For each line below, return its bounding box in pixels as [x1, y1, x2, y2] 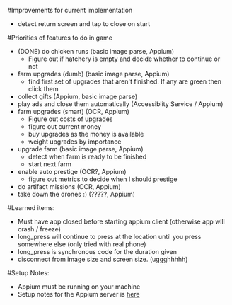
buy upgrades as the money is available [28, 130, 144, 138]
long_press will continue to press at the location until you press [17, 233, 202, 241]
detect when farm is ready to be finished [28, 152, 147, 161]
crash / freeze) [17, 225, 62, 233]
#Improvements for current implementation [7, 6, 133, 14]
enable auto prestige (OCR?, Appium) [17, 168, 127, 175]
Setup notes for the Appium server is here [17, 290, 140, 298]
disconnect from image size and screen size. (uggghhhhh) [17, 255, 188, 263]
